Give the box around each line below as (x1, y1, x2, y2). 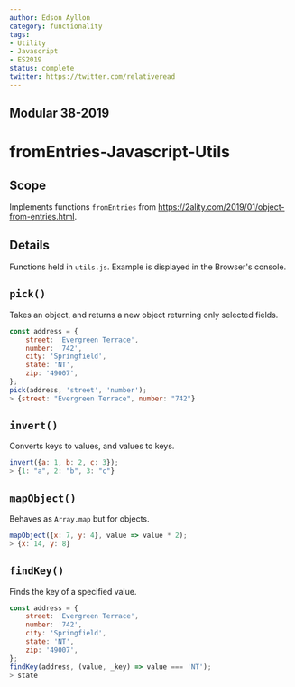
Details (9, 237, 50, 253)
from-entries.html (9, 212, 75, 222)
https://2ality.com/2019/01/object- (157, 202, 285, 212)
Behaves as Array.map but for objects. (9, 513, 151, 524)
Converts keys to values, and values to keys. (9, 440, 175, 452)
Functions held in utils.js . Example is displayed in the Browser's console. (9, 261, 287, 272)
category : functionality (9, 22, 103, 31)
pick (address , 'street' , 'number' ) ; (9, 385, 147, 394)
